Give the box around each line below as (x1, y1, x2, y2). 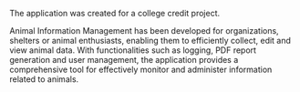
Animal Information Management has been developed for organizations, (9, 26, 280, 36)
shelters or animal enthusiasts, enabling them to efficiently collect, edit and (9, 36, 292, 46)
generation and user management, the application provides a (9, 55, 239, 65)
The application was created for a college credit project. (9, 8, 221, 18)
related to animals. (9, 74, 79, 85)
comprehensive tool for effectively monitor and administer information (9, 64, 273, 75)
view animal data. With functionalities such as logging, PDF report (9, 45, 257, 56)
